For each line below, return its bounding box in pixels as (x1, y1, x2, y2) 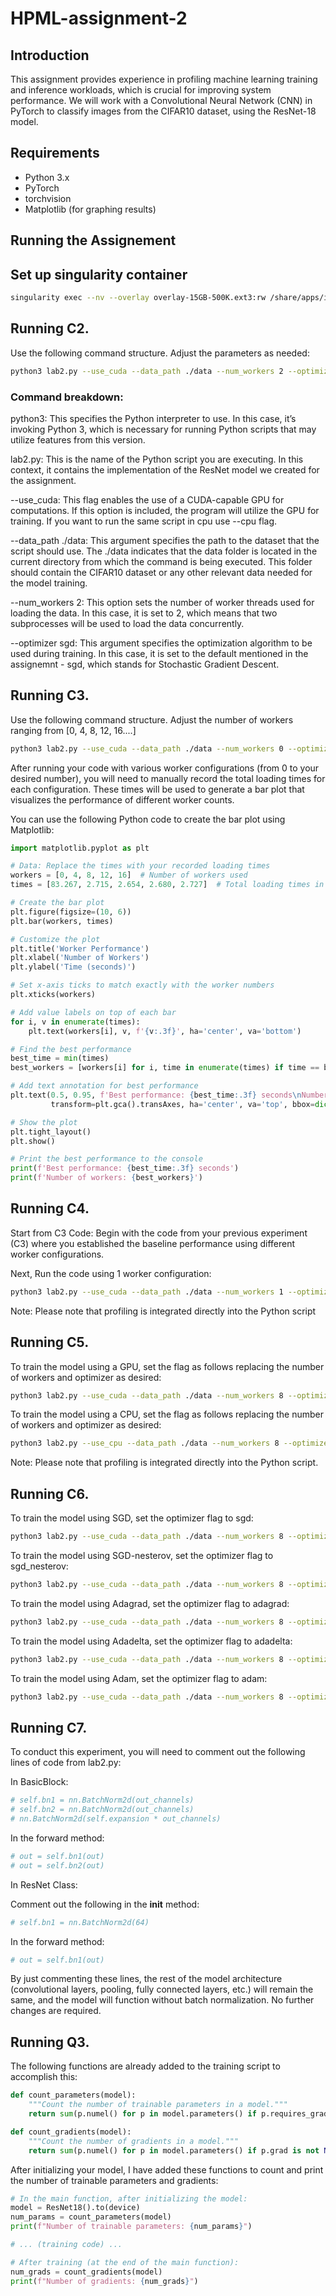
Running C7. (10, 1719, 88, 1736)
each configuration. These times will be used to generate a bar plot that (10, 783, 305, 795)
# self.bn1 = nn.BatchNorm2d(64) (10, 1917, 150, 1927)
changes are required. (10, 2005, 102, 2017)
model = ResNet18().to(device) (10, 2203, 141, 2213)
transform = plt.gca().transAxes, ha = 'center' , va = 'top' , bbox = (50, 1099, 315, 1109)
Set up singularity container (10, 266, 188, 283)
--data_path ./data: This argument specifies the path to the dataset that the (10, 534, 320, 546)
